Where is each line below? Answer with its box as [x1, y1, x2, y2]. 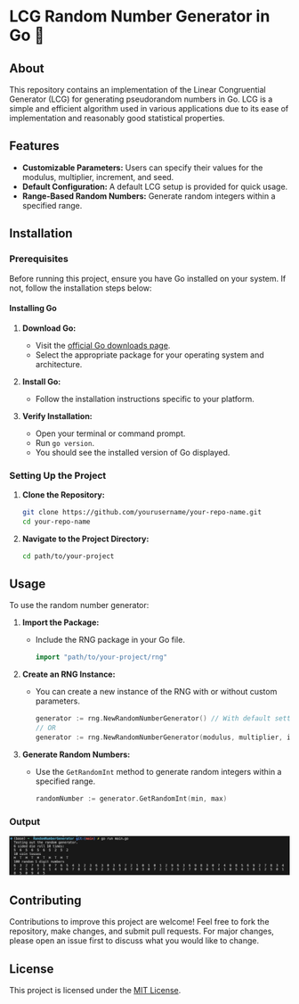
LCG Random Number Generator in [9, 6, 271, 27]
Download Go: [21, 323, 77, 333]
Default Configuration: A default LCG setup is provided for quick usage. [21, 181, 288, 192]
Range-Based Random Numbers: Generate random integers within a [21, 190, 276, 202]
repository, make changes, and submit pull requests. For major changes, [9, 926, 274, 937]
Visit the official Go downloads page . [35, 340, 171, 350]
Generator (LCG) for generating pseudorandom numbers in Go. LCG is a [9, 94, 273, 104]
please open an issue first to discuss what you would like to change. [9, 935, 260, 946]
